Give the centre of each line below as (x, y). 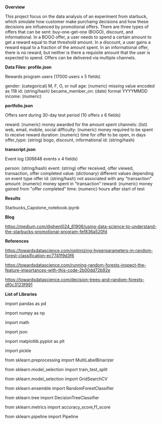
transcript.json (20, 149)
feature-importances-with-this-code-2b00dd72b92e (58, 270)
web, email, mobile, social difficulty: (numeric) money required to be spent (79, 130)
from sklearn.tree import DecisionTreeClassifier (52, 398)
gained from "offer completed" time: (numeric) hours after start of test (75, 189)
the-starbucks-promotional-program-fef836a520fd (56, 232)
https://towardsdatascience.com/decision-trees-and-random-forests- (75, 280)
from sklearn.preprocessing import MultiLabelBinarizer (59, 360)
